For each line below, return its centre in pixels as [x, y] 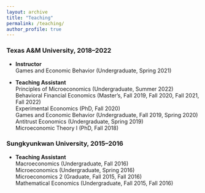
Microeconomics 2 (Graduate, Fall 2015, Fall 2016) [79, 176]
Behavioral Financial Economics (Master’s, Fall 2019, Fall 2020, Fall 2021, [107, 95]
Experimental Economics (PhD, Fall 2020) [68, 108]
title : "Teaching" [30, 18]
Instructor [28, 64]
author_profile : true [34, 29]
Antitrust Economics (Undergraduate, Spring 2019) [79, 121]
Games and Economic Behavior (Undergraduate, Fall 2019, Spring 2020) [106, 115]
